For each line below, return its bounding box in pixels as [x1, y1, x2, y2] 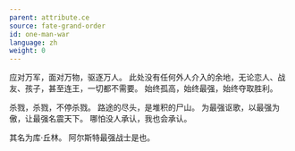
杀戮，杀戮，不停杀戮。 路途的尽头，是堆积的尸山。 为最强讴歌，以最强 [9, 102, 273, 113]
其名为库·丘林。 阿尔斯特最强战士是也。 [9, 132, 155, 143]
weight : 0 [9, 46, 46, 55]
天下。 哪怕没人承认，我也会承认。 [63, 113, 192, 124]
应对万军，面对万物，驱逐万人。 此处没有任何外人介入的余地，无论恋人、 [9, 72, 278, 83]
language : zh [9, 38, 58, 47]
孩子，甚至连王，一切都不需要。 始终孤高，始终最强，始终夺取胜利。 [24, 83, 278, 94]
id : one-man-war [9, 29, 70, 38]
